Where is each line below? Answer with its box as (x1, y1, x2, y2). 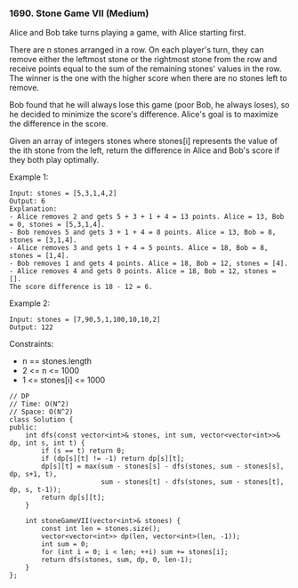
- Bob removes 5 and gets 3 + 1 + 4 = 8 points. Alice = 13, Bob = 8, (9, 228, 277, 238)
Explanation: (9, 205, 58, 213)
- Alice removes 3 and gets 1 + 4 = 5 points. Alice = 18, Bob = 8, (9, 244, 269, 253)
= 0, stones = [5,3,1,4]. (9, 221, 105, 230)
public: (9, 423, 38, 432)
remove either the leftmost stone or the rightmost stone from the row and (9, 54, 278, 65)
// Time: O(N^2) (9, 399, 69, 409)
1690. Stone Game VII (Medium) (9, 7, 149, 20)
